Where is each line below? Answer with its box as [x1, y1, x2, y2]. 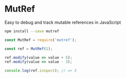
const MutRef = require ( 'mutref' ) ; [4, 37, 77, 42]
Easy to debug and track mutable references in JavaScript [4, 19, 121, 25]
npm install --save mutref [4, 29, 59, 33]
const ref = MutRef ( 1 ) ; [4, 46, 53, 51]
